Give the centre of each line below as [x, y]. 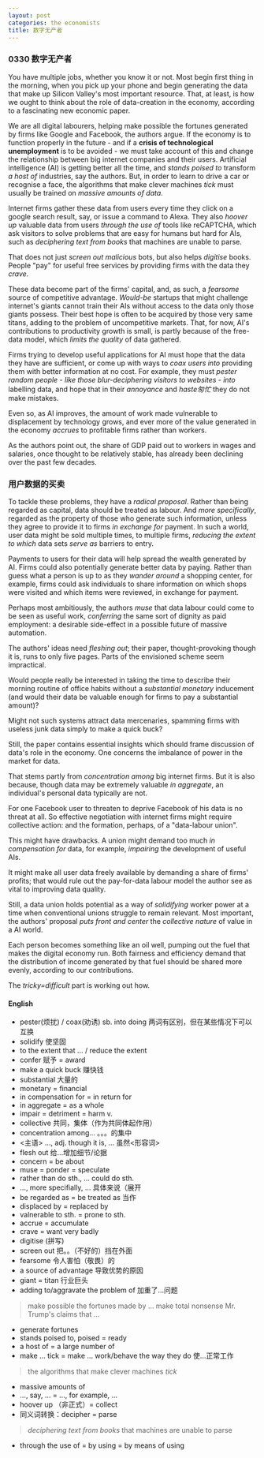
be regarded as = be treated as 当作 [78, 1198]
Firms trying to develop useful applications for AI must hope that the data [127, 354]
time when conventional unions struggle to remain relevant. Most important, [131, 913]
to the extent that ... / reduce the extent [83, 1051]
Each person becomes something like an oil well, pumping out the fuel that [129, 944]
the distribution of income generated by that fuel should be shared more [125, 961]
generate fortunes [49, 1329]
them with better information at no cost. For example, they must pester [123, 371]
